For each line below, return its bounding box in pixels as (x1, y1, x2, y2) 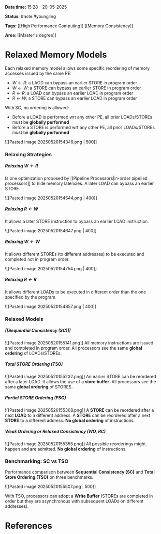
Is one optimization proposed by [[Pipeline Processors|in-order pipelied (5, 175, 147, 181)
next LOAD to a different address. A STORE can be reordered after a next (5, 412, 151, 418)
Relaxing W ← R (5, 163, 39, 169)
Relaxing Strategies (5, 151, 52, 158)
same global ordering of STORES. (5, 384, 73, 389)
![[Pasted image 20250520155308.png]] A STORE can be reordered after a (5, 407, 154, 413)
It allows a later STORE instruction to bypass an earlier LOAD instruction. (5, 218, 149, 224)
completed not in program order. (5, 256, 70, 262)
